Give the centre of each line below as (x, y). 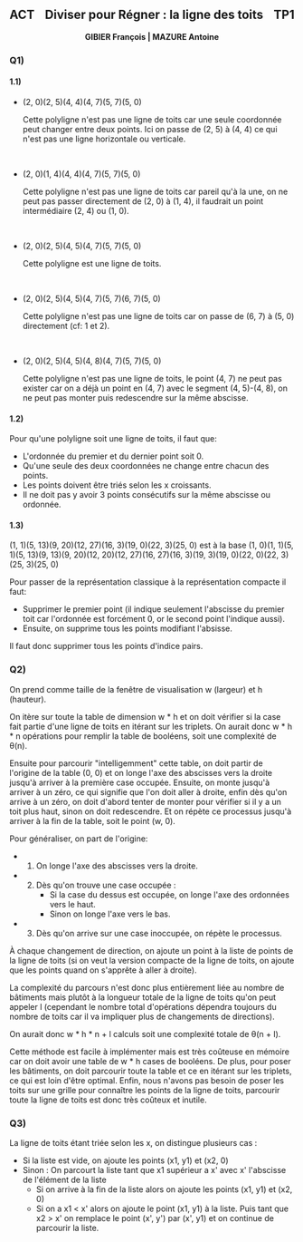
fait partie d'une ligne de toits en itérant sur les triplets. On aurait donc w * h (151, 726)
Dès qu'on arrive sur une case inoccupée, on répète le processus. (159, 933)
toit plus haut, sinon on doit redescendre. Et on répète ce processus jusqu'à (151, 811)
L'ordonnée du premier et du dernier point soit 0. (113, 456)
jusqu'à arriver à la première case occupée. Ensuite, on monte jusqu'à (140, 782)
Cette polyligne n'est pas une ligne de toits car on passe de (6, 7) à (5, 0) (158, 315)
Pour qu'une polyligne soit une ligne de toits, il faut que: (113, 439)
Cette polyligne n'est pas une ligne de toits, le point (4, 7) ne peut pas (152, 378)
